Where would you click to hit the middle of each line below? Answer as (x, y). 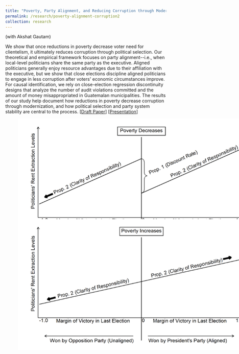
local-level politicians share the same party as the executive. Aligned (77, 63)
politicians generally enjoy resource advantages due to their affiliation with (84, 68)
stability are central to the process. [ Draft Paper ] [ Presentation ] (72, 112)
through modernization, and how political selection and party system (78, 106)
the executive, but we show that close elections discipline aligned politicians (86, 74)
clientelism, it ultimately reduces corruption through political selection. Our (84, 52)
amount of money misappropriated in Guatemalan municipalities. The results (86, 96)
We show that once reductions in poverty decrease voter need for (75, 46)
